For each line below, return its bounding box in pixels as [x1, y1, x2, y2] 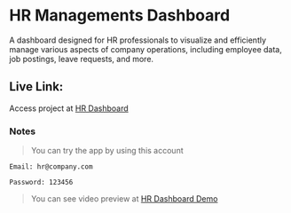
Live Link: [9, 79, 64, 94]
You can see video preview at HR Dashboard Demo [30, 193, 218, 204]
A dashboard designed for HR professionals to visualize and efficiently [9, 35, 267, 45]
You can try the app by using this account [30, 146, 184, 156]
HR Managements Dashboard [9, 5, 231, 26]
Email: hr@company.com [9, 162, 93, 171]
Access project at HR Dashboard [9, 103, 129, 114]
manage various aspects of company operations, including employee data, [9, 43, 282, 54]
